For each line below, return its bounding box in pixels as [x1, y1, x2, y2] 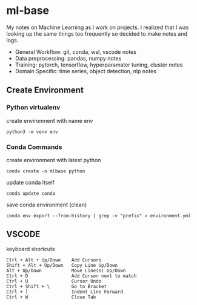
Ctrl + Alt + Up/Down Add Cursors [6, 257, 102, 263]
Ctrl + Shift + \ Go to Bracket [6, 283, 107, 289]
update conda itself [6, 179, 55, 186]
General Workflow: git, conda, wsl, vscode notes [15, 48, 136, 55]
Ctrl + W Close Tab [6, 294, 96, 300]
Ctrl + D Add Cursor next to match [6, 273, 137, 279]
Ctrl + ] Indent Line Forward [6, 289, 123, 295]
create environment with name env [6, 117, 93, 124]
